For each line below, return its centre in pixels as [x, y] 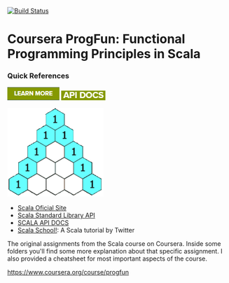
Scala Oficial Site [42, 208]
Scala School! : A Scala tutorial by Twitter [76, 230]
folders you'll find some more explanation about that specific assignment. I [115, 251]
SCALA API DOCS [43, 223]
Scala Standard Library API [56, 215]
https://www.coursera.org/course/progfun [68, 272]
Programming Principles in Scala [104, 54]
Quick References [39, 76]
